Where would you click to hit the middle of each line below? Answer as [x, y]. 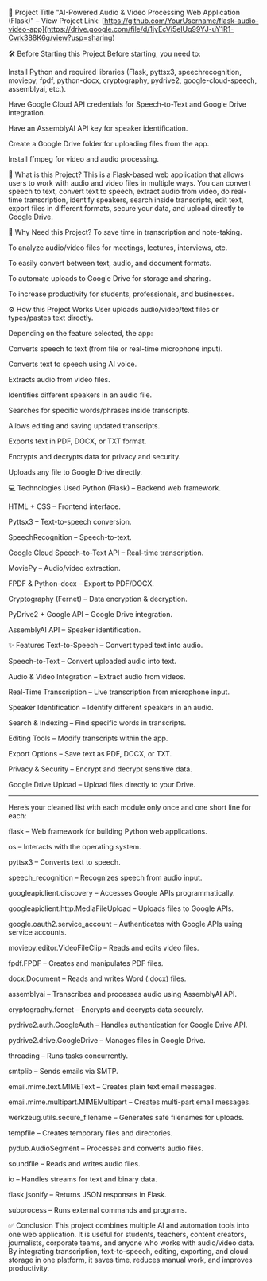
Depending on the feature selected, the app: [81, 333]
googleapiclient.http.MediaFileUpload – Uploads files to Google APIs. [121, 908]
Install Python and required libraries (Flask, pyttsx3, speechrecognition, [125, 72]
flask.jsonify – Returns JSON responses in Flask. [87, 1195]
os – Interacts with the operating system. [75, 847]
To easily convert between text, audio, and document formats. [110, 263]
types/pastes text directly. [51, 318]
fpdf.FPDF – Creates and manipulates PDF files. [86, 963]
